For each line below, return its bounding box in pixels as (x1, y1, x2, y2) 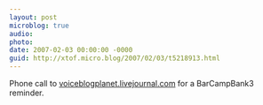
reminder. (9, 87, 44, 98)
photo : (9, 37, 34, 47)
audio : (9, 29, 34, 38)
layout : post (9, 12, 58, 22)
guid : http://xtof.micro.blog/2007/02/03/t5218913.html (9, 54, 220, 63)
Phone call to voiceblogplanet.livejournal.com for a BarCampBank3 (9, 79, 255, 88)
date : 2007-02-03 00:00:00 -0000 (9, 46, 133, 55)
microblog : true (9, 21, 69, 30)
